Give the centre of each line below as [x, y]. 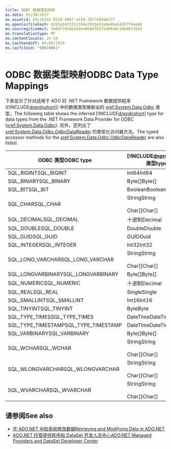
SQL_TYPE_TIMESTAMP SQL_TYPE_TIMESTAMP [65, 325]
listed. [12, 143]
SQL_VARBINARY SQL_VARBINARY [48, 333]
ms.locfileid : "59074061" [33, 48]
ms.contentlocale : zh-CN [32, 39]
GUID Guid [139, 236]
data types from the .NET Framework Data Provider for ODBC [69, 119]
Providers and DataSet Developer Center [55, 441]
